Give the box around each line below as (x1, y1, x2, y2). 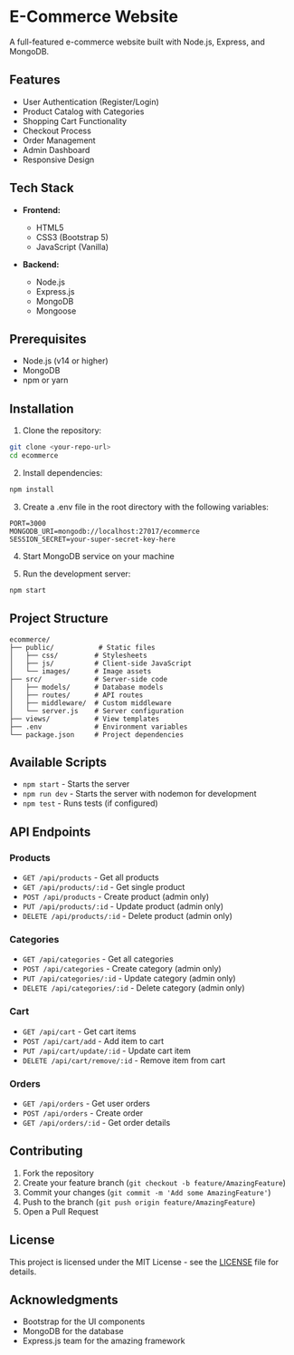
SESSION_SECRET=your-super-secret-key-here (9, 535, 176, 544)
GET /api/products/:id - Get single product (22, 882, 185, 892)
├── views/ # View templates (9, 714, 160, 723)
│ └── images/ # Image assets (9, 666, 152, 676)
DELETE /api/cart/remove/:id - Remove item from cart (22, 1054, 226, 1066)
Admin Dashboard (22, 144, 90, 155)
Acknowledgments (9, 1292, 119, 1307)
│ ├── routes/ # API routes (9, 691, 144, 700)
